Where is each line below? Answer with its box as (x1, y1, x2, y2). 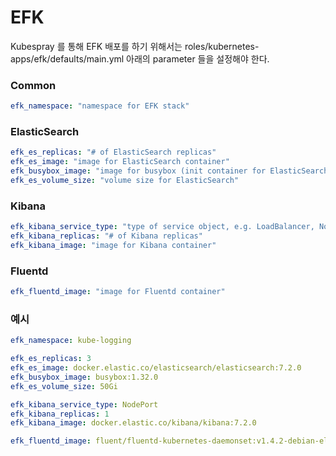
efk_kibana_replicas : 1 (10, 409, 110, 419)
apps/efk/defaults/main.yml (10, 52, 125, 65)
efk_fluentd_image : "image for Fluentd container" (10, 287, 226, 297)
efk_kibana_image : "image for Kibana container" (10, 240, 217, 250)
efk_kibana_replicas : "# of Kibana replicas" (10, 231, 203, 241)
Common (10, 78, 57, 92)
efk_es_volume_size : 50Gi (10, 381, 118, 391)
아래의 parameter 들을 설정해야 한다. (126, 52, 270, 65)
